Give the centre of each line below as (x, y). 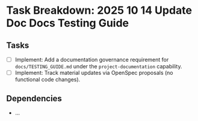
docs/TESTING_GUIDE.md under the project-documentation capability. (98, 66)
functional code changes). (48, 80)
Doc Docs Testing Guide (68, 23)
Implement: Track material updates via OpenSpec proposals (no (94, 73)
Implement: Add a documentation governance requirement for (92, 60)
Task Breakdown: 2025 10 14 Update (99, 10)
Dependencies (34, 99)
